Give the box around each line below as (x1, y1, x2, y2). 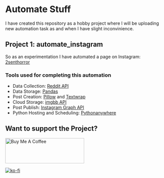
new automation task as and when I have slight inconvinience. (5, 25, 134, 31)
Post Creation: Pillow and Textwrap (12, 94, 86, 100)
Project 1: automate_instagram (5, 40, 103, 49)
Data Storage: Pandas (12, 88, 58, 94)
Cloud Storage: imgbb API (12, 99, 67, 105)
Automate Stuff (5, 4, 71, 15)
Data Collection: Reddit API (12, 83, 69, 89)
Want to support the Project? (5, 125, 98, 133)
